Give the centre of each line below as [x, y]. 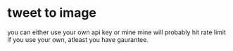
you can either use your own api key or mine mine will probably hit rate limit [117, 32]
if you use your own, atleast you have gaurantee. [78, 39]
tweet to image [52, 13]
